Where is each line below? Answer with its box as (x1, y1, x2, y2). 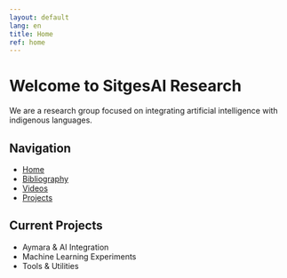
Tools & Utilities (21, 260, 79, 271)
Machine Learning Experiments (21, 250, 137, 262)
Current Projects (9, 218, 103, 234)
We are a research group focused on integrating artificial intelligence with (9, 106, 278, 116)
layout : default (9, 12, 69, 22)
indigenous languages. (9, 115, 93, 125)
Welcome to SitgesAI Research (9, 76, 242, 96)
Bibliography (21, 174, 69, 184)
